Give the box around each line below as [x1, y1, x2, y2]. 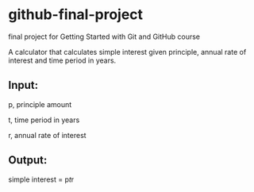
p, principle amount [8, 99, 72, 109]
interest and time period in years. [8, 56, 117, 65]
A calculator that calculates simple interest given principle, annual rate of [8, 47, 247, 56]
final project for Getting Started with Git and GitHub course [8, 32, 201, 41]
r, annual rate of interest [8, 130, 87, 140]
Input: [8, 79, 38, 92]
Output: [8, 153, 48, 167]
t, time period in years [8, 115, 80, 125]
